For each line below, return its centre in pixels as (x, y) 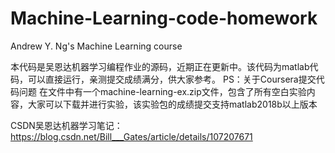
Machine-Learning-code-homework (164, 18)
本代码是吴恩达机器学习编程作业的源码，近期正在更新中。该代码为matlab (160, 66)
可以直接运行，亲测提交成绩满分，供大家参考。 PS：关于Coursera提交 (172, 79)
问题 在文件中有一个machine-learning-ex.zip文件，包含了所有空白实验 (162, 91)
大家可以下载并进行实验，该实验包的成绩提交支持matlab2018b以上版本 (172, 104)
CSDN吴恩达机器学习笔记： (66, 125)
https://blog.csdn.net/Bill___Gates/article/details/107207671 (131, 136)
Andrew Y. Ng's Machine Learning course (96, 46)
